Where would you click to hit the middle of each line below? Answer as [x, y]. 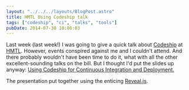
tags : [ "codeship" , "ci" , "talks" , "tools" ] [62, 22]
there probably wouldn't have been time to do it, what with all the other [92, 57]
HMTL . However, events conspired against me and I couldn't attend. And [94, 51]
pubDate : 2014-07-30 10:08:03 [43, 28]
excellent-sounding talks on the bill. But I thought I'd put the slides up [90, 64]
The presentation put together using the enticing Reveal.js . [77, 81]
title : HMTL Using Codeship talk [47, 17]
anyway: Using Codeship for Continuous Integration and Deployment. [90, 70]
